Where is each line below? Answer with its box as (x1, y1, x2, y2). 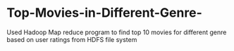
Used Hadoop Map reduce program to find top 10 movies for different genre (6, 28, 227, 36)
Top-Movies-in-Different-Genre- (6, 5, 202, 21)
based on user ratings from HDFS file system (6, 35, 137, 43)
